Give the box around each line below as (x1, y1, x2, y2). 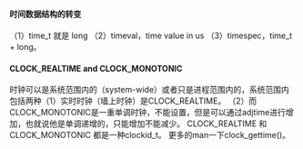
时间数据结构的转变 (9, 8, 82, 19)
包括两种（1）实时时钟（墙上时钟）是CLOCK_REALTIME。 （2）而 (9, 95, 258, 106)
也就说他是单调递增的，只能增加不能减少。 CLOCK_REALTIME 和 (25, 118, 268, 129)
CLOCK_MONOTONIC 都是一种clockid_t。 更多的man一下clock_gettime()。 (9, 130, 291, 141)
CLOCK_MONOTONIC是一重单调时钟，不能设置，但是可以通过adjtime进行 (9, 107, 287, 118)
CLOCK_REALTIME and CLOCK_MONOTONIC (9, 63, 183, 74)
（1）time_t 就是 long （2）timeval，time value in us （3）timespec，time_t (9, 30, 293, 41)
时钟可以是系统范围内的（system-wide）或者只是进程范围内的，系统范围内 (9, 84, 289, 95)
